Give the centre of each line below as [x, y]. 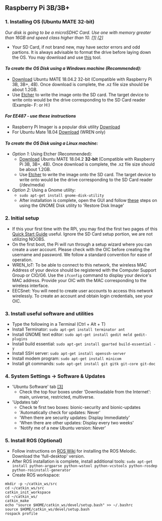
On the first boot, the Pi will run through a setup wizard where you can [82, 244]
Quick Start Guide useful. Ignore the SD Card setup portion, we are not [82, 234]
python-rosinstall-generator [41, 471]
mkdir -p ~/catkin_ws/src [31, 484]
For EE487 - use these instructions [41, 116]
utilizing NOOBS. [29, 239]
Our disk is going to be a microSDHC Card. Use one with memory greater [78, 32]
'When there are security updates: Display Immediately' [74, 418]
